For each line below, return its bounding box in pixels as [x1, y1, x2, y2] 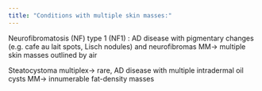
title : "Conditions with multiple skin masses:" [8, 11, 172, 20]
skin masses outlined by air [8, 50, 98, 59]
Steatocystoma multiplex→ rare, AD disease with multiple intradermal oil [8, 65, 244, 75]
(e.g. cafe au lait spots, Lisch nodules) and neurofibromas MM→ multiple [8, 41, 246, 51]
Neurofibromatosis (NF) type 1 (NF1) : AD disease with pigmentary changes [8, 33, 254, 43]
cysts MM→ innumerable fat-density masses [8, 74, 155, 83]
